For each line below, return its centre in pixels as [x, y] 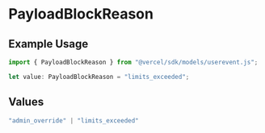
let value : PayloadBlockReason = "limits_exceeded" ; [99, 77]
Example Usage [48, 44]
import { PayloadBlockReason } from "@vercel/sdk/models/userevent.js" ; [133, 62]
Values [26, 102]
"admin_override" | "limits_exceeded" [74, 121]
